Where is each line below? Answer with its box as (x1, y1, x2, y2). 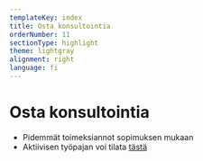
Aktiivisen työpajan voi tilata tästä (22, 141, 147, 152)
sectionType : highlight (9, 38, 99, 48)
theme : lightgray (9, 47, 75, 56)
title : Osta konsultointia (9, 22, 111, 31)
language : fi (9, 64, 59, 73)
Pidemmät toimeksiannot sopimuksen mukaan (22, 131, 194, 142)
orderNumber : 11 (9, 30, 70, 39)
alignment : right (9, 55, 75, 64)
